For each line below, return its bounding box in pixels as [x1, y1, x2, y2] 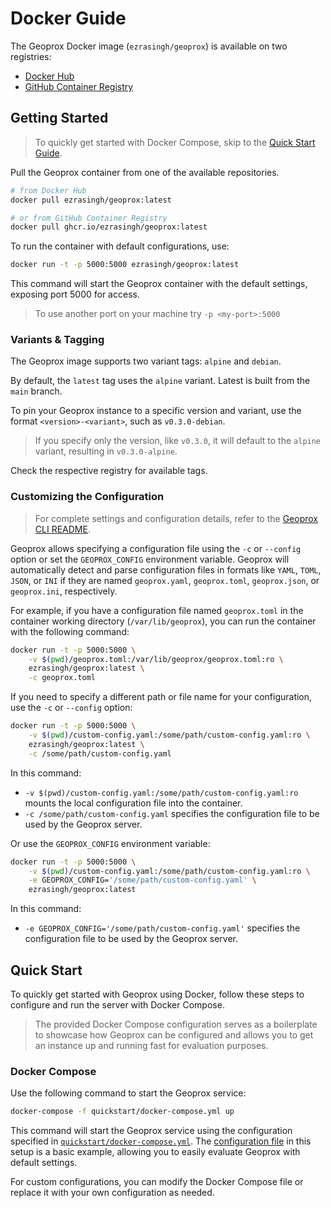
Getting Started [10, 110, 109, 127]
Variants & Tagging [10, 333, 105, 347]
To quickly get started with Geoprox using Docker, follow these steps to [10, 988, 305, 1001]
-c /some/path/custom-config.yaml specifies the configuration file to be [24, 807, 320, 819]
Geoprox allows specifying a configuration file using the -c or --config [10, 542, 302, 554]
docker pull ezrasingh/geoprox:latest [10, 195, 172, 205]
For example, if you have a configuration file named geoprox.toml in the [10, 604, 304, 616]
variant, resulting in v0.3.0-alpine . [34, 445, 178, 457]
